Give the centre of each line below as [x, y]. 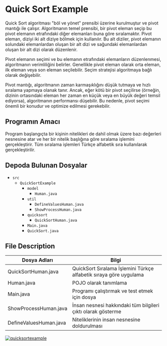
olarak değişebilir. [23, 75]
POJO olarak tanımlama [99, 283]
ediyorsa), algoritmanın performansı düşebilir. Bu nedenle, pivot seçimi [78, 100]
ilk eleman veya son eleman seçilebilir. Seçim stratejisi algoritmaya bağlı [79, 70]
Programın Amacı [33, 122]
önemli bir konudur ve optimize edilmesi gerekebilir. [58, 106]
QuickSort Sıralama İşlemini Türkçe [113, 269]
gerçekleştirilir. [20, 150]
